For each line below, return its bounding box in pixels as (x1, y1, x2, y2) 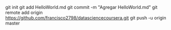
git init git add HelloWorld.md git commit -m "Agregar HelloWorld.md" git (5, 4, 158, 10)
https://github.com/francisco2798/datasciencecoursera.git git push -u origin (5, 15, 166, 20)
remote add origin (5, 9, 43, 15)
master (5, 20, 20, 26)
